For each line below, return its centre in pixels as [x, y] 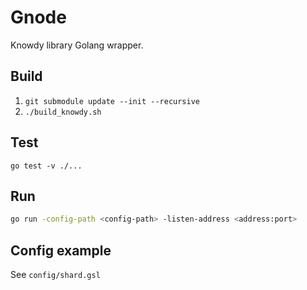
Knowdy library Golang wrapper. [77, 45]
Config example [61, 250]
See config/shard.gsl [55, 275]
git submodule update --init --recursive [112, 101]
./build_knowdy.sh [63, 112]
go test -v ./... [46, 166]
